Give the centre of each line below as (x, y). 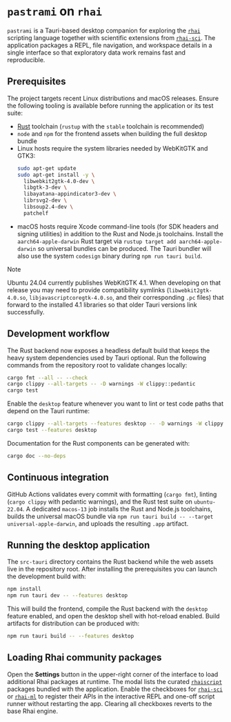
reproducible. (26, 59)
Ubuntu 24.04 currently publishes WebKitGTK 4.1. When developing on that (114, 283)
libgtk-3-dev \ (46, 188)
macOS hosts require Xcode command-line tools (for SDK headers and (118, 226)
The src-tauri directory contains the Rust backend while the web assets (110, 562)
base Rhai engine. (33, 711)
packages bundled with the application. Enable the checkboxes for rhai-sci (115, 689)
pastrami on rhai (54, 11)
